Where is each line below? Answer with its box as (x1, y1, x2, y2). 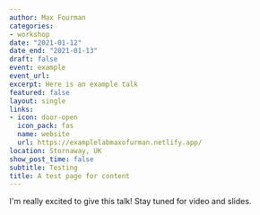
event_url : (9, 72, 50, 81)
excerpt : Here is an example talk (9, 80, 139, 89)
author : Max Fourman (9, 13, 87, 22)
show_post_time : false (9, 154, 94, 164)
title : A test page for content (9, 171, 130, 180)
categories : (9, 21, 54, 30)
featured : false (9, 88, 70, 97)
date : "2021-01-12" (9, 38, 82, 47)
